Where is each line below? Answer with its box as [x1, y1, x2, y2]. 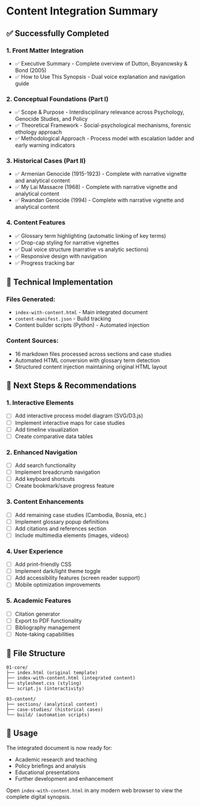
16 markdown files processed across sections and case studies [14, 350, 172, 358]
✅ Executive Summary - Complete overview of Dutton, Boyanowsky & [14, 60, 188, 67]
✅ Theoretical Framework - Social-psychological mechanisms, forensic [14, 122, 192, 129]
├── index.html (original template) [6, 669, 98, 675]
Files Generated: [6, 295, 56, 303]
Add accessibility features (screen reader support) [14, 574, 141, 581]
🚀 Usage [6, 728, 38, 739]
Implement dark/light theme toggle [14, 568, 101, 575]
